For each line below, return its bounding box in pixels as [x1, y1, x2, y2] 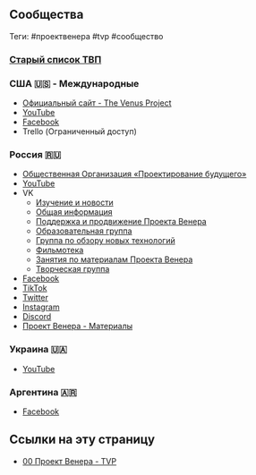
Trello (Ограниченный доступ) [21, 126, 137, 137]
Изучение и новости [35, 197, 114, 208]
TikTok [21, 283, 47, 293]
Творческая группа [35, 264, 110, 275]
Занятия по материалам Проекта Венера [35, 254, 193, 265]
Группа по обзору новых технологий [35, 235, 176, 246]
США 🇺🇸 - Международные [9, 77, 140, 89]
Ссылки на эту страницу [9, 432, 155, 447]
